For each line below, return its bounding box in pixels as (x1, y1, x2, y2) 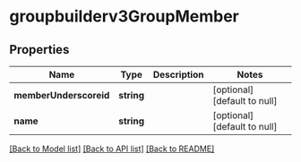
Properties (9, 42, 70, 57)
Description (152, 69, 204, 81)
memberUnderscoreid (13, 90, 110, 101)
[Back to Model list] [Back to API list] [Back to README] (9, 143, 215, 154)
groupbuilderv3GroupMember (9, 6, 239, 27)
